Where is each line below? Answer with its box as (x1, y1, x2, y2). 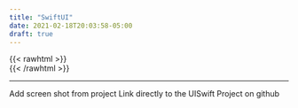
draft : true (9, 29, 53, 38)
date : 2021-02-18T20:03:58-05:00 (9, 21, 133, 30)
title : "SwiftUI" (9, 12, 74, 22)
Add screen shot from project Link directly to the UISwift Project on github (9, 89, 280, 99)
